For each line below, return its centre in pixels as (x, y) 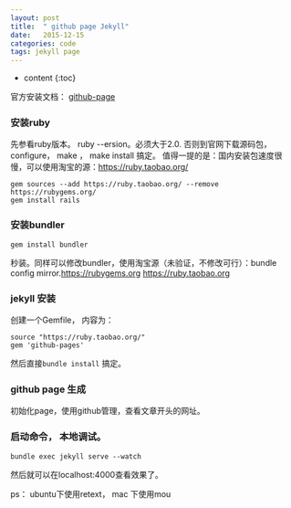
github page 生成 (48, 389)
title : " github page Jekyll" (70, 26)
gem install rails (45, 201)
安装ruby (31, 122)
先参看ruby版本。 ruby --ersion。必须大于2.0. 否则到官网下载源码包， (141, 144)
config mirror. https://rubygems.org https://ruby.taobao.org (120, 273)
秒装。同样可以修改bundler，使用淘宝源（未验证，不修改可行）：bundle (144, 262)
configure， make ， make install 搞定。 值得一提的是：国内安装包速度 (142, 155)
